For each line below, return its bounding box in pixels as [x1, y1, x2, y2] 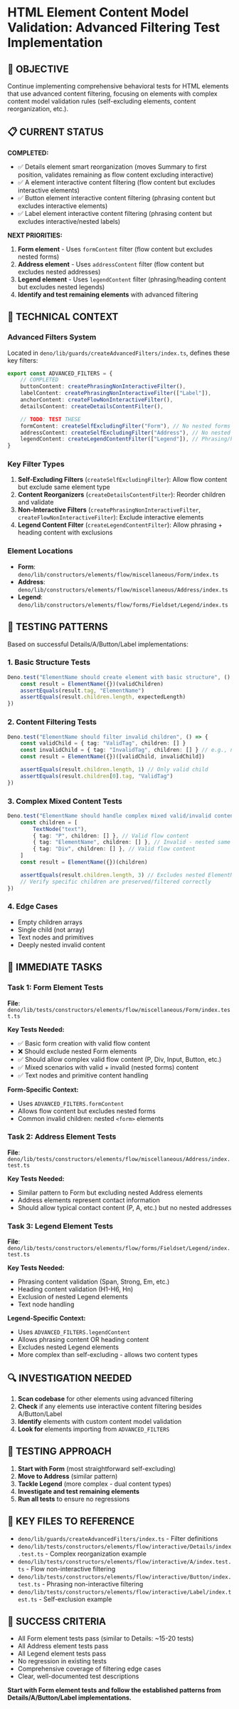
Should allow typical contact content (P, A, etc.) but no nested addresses [17, 1203, 232, 1212]
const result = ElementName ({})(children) [20, 859, 148, 866]
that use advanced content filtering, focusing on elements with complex [7, 90, 218, 98]
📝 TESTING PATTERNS [7, 621, 108, 633]
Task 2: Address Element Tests [7, 1132, 117, 1142]
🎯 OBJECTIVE [7, 63, 69, 75]
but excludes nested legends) [17, 282, 105, 291]
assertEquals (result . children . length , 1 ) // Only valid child [20, 766, 208, 773]
